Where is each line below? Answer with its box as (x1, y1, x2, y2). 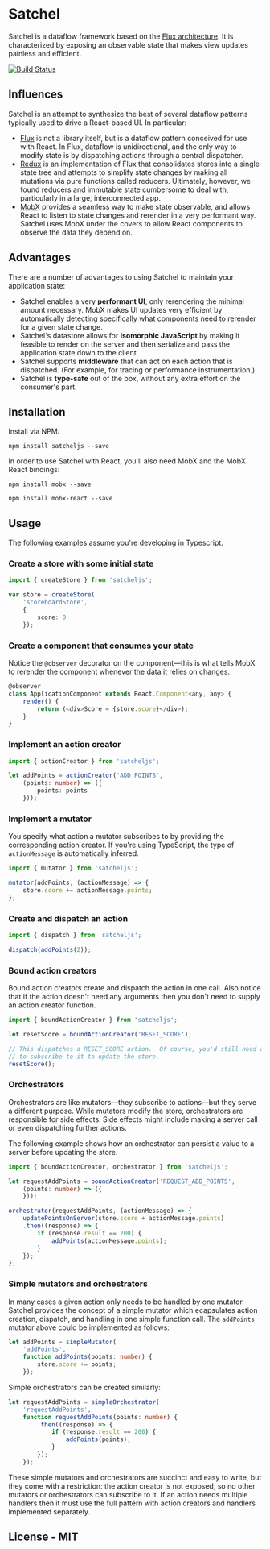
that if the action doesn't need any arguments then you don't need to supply (8, 992, 261, 1002)
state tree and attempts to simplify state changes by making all (19, 167, 228, 177)
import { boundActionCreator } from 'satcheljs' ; (8, 1016, 178, 1024)
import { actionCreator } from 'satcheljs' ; (8, 757, 160, 766)
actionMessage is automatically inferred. (8, 849, 139, 858)
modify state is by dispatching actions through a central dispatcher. (19, 150, 243, 160)
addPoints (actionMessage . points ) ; (51, 1236, 167, 1245)
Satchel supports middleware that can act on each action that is (19, 356, 233, 366)
